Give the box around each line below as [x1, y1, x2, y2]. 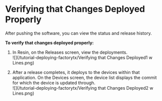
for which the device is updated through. [12, 80, 96, 86]
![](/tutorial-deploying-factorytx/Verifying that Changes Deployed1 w [12, 54, 153, 60]
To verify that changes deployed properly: [5, 39, 94, 45]
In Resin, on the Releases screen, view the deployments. [12, 49, 128, 55]
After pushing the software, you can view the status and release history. [5, 30, 152, 36]
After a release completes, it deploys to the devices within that [12, 69, 140, 75]
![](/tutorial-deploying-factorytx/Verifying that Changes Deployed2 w [12, 85, 154, 91]
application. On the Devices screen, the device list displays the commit [12, 74, 157, 80]
